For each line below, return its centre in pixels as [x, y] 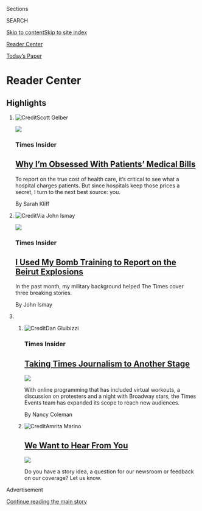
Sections [17, 9]
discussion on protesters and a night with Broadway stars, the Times [110, 396]
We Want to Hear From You [76, 446]
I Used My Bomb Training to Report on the [96, 262]
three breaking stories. [44, 293]
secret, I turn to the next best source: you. [68, 192]
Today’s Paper [24, 56]
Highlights [26, 103]
